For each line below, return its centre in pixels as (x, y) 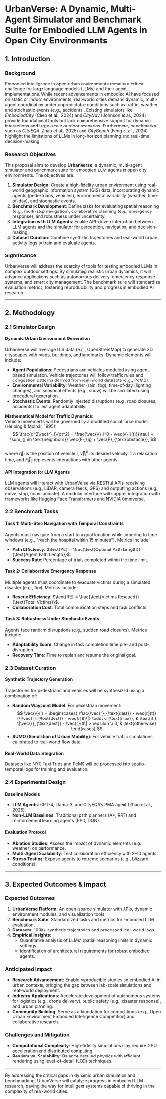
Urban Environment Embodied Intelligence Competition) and (73, 1016)
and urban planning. (33, 1006)
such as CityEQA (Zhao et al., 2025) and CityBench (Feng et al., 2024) (77, 131)
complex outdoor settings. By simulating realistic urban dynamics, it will (78, 272)
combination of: (21, 696)
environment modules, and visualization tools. (59, 914)
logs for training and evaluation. (57, 769)
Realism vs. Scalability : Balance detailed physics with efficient (76, 1056)
